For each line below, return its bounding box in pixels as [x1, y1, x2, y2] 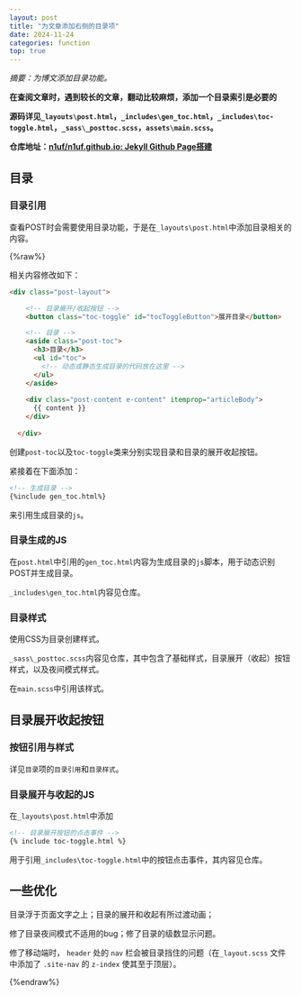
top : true [9, 47, 47, 56]
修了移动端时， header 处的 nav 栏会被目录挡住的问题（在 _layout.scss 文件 [9, 947, 287, 958]
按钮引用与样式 [9, 741, 75, 753]
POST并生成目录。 [9, 567, 78, 578]
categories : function [9, 38, 91, 48]
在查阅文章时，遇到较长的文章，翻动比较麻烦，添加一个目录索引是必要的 [9, 92, 277, 103]
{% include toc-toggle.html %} [9, 837, 127, 846]
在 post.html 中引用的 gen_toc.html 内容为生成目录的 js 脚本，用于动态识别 [9, 556, 276, 567]
